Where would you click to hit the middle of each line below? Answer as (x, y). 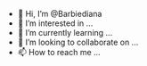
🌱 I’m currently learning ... (65, 33)
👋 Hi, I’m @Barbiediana (60, 14)
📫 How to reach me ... (59, 52)
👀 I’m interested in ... (55, 23)
